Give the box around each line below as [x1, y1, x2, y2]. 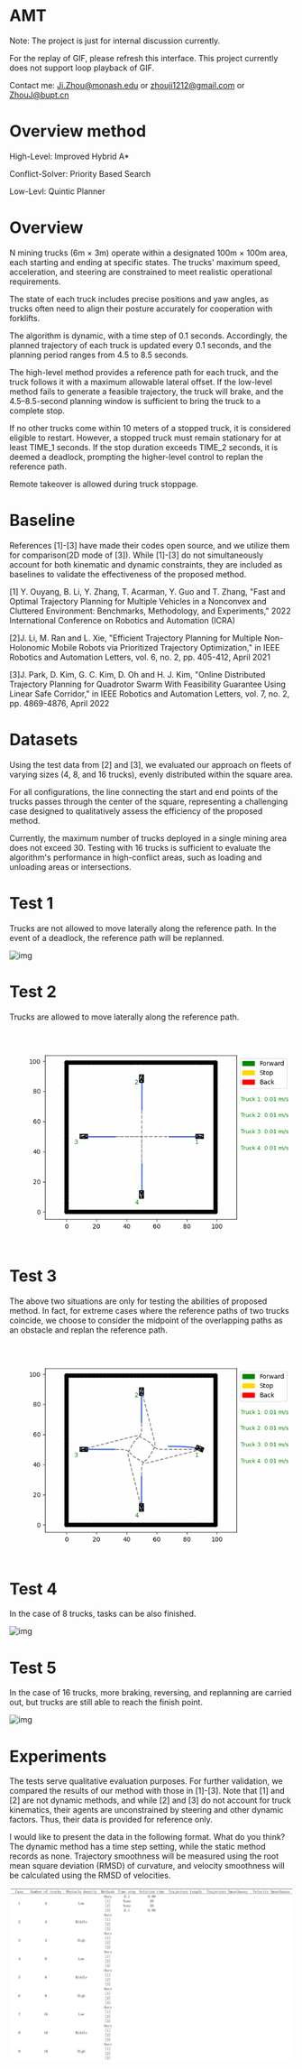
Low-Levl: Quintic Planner [9, 186, 105, 197]
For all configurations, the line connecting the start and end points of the [9, 786, 279, 797]
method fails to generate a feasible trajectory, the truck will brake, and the [9, 385, 284, 397]
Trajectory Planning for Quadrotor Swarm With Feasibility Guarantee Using [9, 679, 287, 689]
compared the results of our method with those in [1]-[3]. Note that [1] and [9, 1786, 286, 1797]
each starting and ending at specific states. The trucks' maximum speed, [9, 256, 281, 267]
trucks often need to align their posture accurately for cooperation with [9, 303, 273, 314]
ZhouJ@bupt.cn [9, 89, 69, 100]
